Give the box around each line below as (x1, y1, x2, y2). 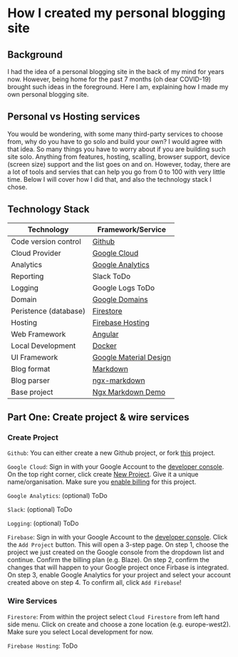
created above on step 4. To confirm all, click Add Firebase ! (7, 579, 182, 587)
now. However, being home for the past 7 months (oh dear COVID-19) (7, 75, 212, 83)
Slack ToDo (92, 271, 131, 281)
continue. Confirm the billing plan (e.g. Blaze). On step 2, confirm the (7, 556, 209, 564)
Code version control (11, 237, 82, 247)
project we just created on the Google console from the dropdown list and (7, 548, 224, 557)
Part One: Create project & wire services (7, 411, 190, 423)
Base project (11, 387, 53, 397)
